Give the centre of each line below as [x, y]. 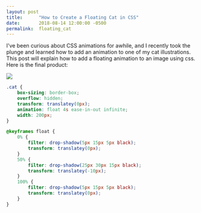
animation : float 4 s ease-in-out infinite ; [73, 110]
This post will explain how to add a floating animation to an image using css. [101, 58]
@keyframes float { [31, 132]
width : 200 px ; [35, 115]
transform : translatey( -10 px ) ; [67, 171]
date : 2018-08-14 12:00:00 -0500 [56, 23]
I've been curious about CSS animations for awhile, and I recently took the [98, 46]
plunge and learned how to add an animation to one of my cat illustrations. [99, 52]
